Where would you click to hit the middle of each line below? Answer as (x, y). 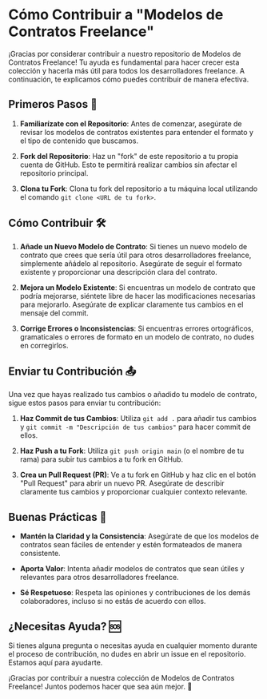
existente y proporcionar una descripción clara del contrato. (118, 272)
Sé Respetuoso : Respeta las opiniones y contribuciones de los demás (135, 593)
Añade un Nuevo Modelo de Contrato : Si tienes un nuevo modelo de (133, 246)
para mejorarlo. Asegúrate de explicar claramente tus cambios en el (132, 304)
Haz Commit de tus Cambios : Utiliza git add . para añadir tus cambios (138, 419)
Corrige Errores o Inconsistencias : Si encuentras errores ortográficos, (137, 328)
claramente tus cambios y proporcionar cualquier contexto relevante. (133, 492)
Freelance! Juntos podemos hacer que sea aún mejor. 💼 (100, 686)
